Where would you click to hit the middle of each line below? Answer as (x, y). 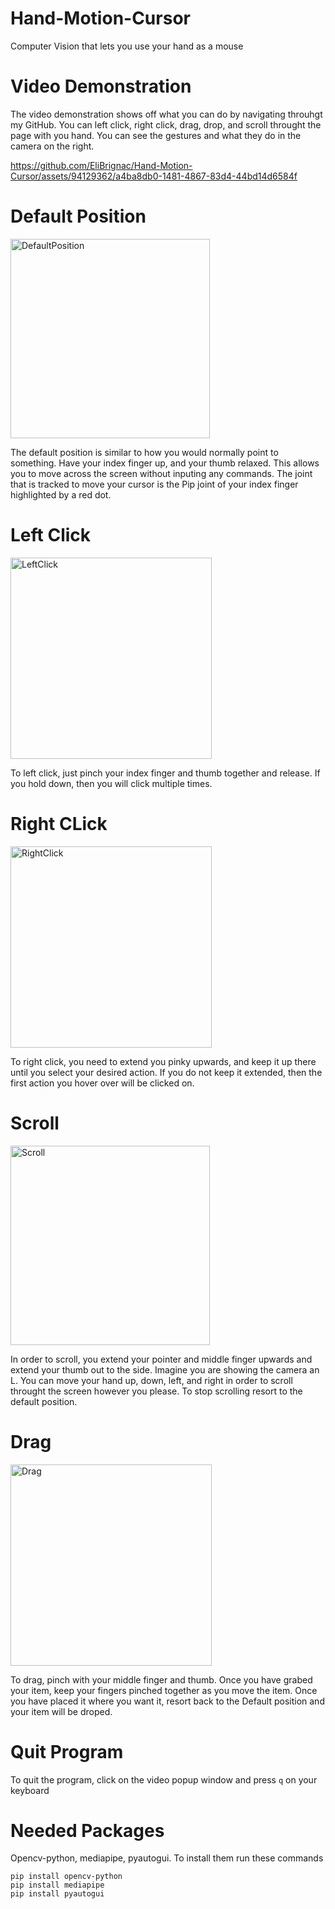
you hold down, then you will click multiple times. (111, 783)
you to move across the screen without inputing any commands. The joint (161, 473)
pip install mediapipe (57, 1885)
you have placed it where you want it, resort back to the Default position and (167, 1701)
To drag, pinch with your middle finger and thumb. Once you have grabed (161, 1679)
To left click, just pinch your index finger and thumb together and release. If (165, 773)
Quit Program (67, 1751)
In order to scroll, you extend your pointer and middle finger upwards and (161, 1359)
